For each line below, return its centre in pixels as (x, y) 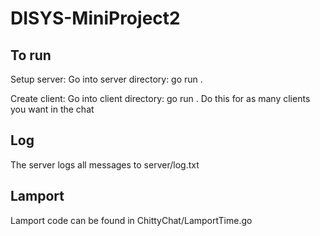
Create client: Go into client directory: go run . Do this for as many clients (160, 98)
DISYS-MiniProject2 (95, 18)
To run (31, 55)
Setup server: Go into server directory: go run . (106, 79)
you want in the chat (52, 109)
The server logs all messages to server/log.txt (105, 164)
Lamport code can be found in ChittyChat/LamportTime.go (131, 220)
